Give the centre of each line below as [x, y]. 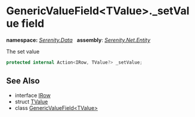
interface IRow [32, 95]
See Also [23, 81]
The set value [23, 51]
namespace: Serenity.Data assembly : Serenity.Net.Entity [78, 40]
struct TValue [31, 102]
